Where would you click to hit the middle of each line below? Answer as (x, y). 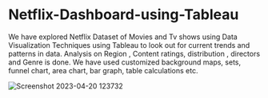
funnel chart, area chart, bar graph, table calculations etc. (103, 70)
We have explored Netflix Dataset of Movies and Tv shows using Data (123, 37)
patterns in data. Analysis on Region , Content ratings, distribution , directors (134, 53)
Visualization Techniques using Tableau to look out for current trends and (129, 45)
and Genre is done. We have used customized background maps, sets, (125, 62)
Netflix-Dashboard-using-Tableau (124, 15)
